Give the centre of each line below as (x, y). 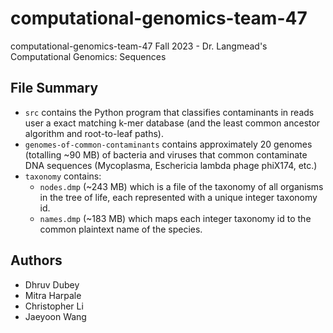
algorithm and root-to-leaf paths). (94, 133)
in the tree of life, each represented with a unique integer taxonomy (178, 197)
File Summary (54, 88)
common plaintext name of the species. (121, 229)
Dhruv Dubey (52, 284)
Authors (36, 260)
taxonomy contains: (63, 176)
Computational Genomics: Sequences (88, 56)
